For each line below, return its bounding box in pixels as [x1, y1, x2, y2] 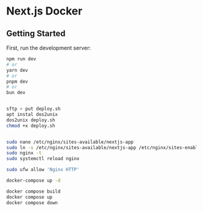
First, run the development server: [6, 44, 91, 51]
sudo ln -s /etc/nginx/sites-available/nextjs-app [6, 144, 137, 150]
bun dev [6, 89, 26, 96]
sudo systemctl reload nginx [6, 156, 80, 162]
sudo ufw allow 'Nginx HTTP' [6, 167, 80, 173]
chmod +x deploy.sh [6, 123, 56, 129]
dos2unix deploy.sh [6, 117, 56, 123]
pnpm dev [6, 79, 28, 85]
